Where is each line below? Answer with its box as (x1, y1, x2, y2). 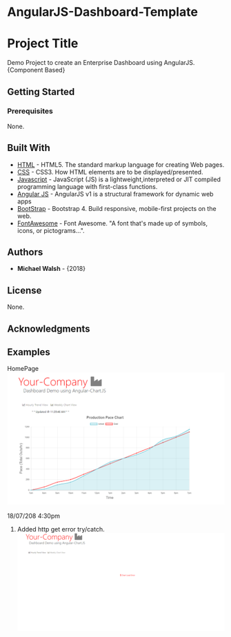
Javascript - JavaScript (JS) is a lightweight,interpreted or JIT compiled (17, 175, 221, 183)
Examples (7, 346, 50, 358)
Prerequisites (7, 106, 53, 116)
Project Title (7, 36, 79, 52)
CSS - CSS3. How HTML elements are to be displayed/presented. (17, 168, 203, 176)
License (7, 284, 42, 296)
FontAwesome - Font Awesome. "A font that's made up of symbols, (17, 219, 208, 228)
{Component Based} (7, 66, 66, 74)
